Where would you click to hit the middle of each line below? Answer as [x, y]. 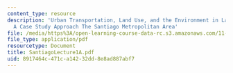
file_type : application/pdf [48, 40]
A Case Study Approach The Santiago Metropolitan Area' [96, 26]
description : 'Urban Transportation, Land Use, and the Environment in [113, 20]
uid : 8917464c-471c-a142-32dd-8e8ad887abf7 [71, 59]
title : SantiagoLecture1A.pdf [51, 53]
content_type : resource [42, 14]
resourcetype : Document [42, 46]
